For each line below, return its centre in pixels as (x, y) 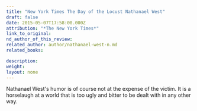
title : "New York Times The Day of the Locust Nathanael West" (86, 12)
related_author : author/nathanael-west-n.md (62, 45)
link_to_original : (29, 34)
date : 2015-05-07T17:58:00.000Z (46, 23)
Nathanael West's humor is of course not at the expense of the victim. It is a (98, 89)
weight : (16, 66)
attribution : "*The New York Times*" (53, 28)
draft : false (22, 17)
